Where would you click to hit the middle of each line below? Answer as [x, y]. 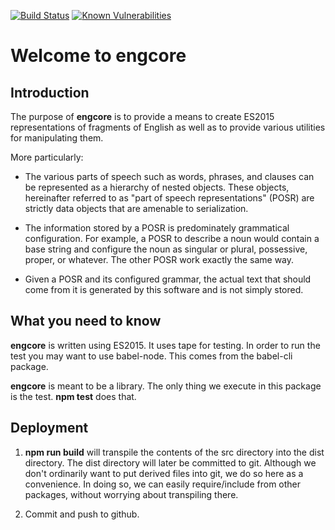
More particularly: [47, 157]
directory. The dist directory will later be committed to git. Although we [170, 462]
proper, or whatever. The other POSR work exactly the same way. [159, 259]
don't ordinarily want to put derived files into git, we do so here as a [164, 473]
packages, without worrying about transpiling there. [131, 494]
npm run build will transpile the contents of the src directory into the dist [174, 452]
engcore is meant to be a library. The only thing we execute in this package [166, 386]
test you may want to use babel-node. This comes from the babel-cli [151, 356]
